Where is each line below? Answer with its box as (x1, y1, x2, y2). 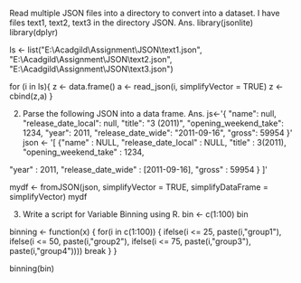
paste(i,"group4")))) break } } (9, 246, 118, 256)
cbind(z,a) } (9, 90, 53, 101)
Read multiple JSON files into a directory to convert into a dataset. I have (9, 8, 280, 18)
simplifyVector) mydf (9, 192, 88, 202)
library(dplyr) (9, 27, 59, 37)
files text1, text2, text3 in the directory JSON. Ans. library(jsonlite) (9, 17, 254, 28)
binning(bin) (9, 263, 55, 274)
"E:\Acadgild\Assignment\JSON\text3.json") (9, 63, 174, 74)
